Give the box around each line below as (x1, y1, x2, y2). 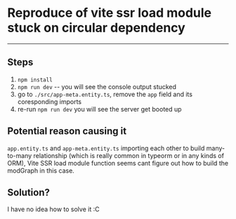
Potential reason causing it (7, 125, 127, 138)
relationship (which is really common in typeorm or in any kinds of (33, 151, 225, 159)
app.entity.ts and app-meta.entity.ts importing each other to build (7, 144, 205, 152)
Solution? (7, 186, 51, 198)
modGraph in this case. (7, 166, 75, 175)
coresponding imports (17, 97, 82, 106)
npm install (17, 76, 53, 84)
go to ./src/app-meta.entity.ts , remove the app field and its (17, 90, 193, 98)
